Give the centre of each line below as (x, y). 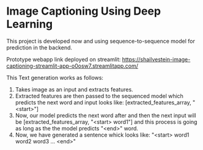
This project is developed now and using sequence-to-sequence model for (101, 41)
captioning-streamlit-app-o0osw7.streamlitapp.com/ (72, 66)
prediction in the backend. (39, 48)
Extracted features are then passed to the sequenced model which (99, 96)
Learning (30, 24)
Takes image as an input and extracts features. (74, 89)
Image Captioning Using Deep (83, 11)
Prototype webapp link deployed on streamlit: (64, 59)
